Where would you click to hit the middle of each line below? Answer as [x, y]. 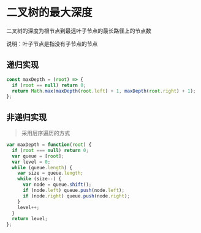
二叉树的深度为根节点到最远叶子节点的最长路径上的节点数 [79, 31]
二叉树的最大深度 [50, 13]
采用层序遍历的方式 [46, 133]
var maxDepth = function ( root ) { [49, 145]
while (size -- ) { [40, 179]
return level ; [30, 219]
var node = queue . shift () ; [57, 185]
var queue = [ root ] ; [38, 156]
